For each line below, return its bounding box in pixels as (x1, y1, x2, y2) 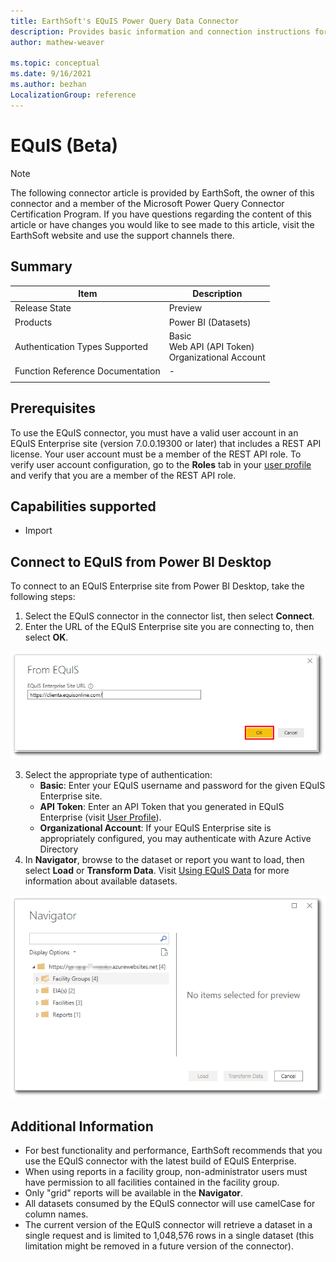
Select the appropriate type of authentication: (24, 768, 213, 780)
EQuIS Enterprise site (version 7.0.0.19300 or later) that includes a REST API (10, 437, 322, 449)
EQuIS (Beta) (10, 134, 118, 157)
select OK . (24, 631, 69, 644)
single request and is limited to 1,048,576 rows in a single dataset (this (24, 1230, 315, 1242)
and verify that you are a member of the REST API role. (10, 469, 237, 481)
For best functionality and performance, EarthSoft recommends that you (24, 1145, 323, 1157)
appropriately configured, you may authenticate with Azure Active (39, 832, 312, 844)
